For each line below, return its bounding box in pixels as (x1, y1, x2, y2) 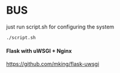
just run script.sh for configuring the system (6, 23, 115, 30)
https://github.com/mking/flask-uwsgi (6, 61, 100, 68)
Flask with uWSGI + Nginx (6, 47, 72, 54)
